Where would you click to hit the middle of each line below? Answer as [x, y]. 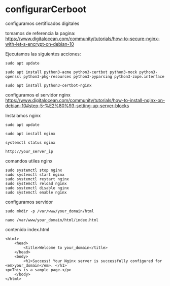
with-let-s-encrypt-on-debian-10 [40, 44]
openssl [13, 76]
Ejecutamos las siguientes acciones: [43, 54]
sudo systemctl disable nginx [37, 188]
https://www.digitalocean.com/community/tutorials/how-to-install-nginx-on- [85, 100]
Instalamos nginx [23, 115]
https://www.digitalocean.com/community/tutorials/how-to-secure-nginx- [82, 39]
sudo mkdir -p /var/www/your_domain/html [50, 211]
